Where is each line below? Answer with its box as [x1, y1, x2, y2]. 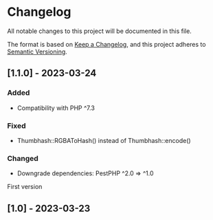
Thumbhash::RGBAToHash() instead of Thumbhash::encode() [16, 136, 191, 144]
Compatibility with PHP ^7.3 [16, 104, 95, 112]
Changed [7, 153, 39, 163]
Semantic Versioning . [7, 47, 67, 56]
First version [7, 183, 43, 191]
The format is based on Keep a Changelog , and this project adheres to [7, 40, 206, 48]
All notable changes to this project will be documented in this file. [7, 27, 192, 35]
